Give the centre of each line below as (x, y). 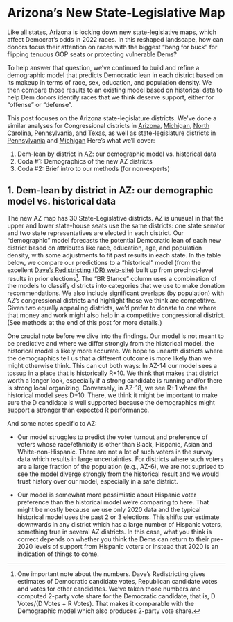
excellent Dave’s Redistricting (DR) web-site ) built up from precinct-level (110, 270)
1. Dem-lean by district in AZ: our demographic (110, 190)
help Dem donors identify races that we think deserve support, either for (111, 97)
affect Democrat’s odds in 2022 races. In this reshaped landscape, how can (115, 39)
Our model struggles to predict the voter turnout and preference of (112, 437)
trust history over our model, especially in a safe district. (97, 481)
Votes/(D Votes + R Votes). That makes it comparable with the (105, 604)
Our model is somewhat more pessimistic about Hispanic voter (106, 495)
